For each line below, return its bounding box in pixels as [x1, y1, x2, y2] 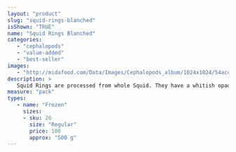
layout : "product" [7, 10, 61, 18]
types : [7, 95, 27, 102]
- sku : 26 [22, 114, 52, 121]
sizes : [22, 108, 42, 115]
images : [7, 62, 30, 69]
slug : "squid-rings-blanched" [7, 17, 96, 24]
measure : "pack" [7, 88, 55, 95]
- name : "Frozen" [16, 102, 68, 109]
